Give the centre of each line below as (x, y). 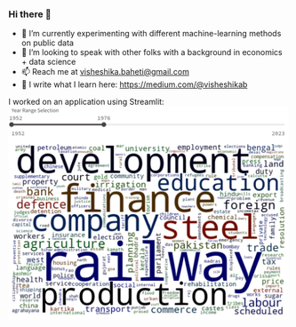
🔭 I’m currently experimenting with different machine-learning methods (151, 34)
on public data (48, 43)
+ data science (48, 62)
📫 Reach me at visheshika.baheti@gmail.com (105, 72)
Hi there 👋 (30, 14)
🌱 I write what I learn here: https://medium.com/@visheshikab (134, 84)
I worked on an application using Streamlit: (87, 102)
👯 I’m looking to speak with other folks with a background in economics (152, 52)
